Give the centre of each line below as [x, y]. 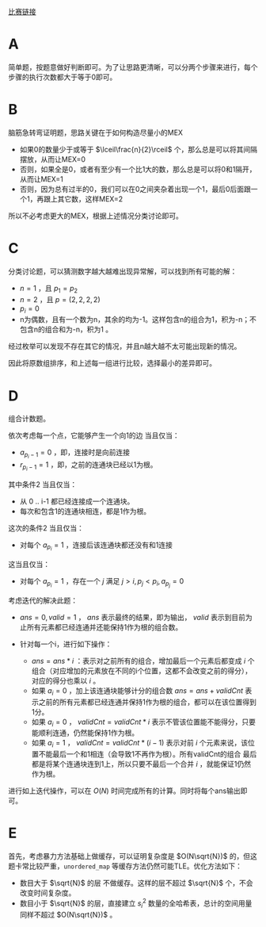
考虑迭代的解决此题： [43, 600]
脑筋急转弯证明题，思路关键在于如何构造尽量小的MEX [96, 132]
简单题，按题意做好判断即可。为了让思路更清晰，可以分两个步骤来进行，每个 [133, 67]
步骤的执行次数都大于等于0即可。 [63, 77]
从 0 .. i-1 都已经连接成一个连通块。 [77, 501]
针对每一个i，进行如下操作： [66, 644]
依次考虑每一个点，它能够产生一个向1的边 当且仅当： [94, 435]
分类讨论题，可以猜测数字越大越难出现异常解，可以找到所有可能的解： [123, 271]
